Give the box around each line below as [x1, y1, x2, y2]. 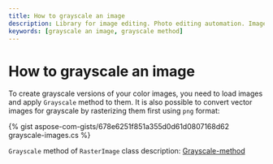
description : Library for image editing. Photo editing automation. [8, 19, 245, 28]
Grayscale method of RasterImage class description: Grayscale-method [8, 146, 245, 156]
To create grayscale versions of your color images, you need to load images [8, 88, 263, 98]
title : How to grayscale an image [8, 11, 126, 20]
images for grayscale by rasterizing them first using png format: [8, 106, 220, 116]
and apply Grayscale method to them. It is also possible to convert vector [8, 97, 253, 107]
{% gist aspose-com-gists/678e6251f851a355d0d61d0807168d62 [8, 122, 230, 132]
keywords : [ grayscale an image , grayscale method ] [8, 27, 184, 35]
